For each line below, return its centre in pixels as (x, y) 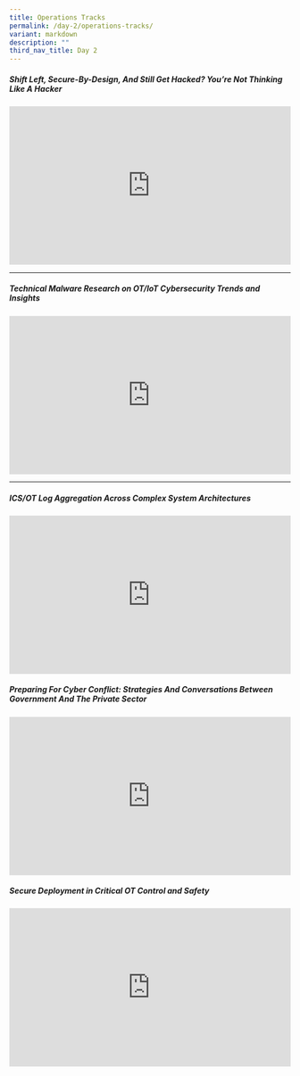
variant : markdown (43, 34)
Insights (25, 298)
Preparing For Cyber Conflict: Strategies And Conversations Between (142, 690)
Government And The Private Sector (78, 699)
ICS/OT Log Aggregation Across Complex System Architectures (130, 498)
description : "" (39, 42)
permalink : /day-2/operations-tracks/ (81, 26)
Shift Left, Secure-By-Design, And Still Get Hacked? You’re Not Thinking (146, 79)
